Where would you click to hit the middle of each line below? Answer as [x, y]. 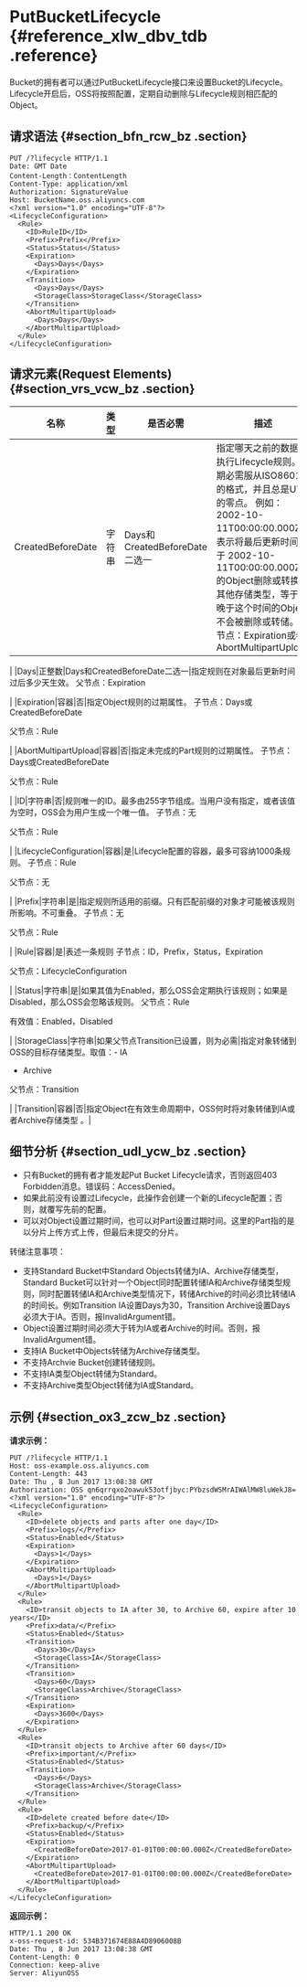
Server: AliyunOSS [44, 1973]
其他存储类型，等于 [257, 594]
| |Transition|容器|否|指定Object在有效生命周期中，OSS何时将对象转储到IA [148, 1109]
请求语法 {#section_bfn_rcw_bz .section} [128, 137]
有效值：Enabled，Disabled [61, 1021]
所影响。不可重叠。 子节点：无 [67, 912]
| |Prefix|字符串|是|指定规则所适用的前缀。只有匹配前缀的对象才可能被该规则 [152, 901]
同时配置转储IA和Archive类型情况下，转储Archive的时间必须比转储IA [167, 1294]
